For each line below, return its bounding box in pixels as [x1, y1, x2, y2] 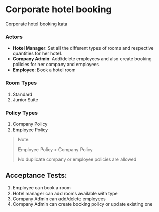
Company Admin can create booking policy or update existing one [12, 201, 153, 207]
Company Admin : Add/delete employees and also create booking [12, 56, 152, 62]
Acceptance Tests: [5, 171, 67, 180]
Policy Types [5, 109, 38, 116]
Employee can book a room [12, 184, 71, 190]
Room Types [5, 79, 37, 87]
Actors [5, 33, 23, 40]
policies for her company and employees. [12, 61, 101, 68]
